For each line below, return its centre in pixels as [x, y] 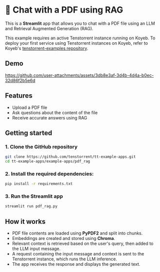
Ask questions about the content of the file [55, 112]
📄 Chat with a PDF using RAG [64, 10]
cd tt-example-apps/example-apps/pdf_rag [48, 161]
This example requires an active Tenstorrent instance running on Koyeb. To [80, 38]
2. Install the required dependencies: [49, 173]
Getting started [29, 133]
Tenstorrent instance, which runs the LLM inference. [64, 259]
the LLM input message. [36, 249]
